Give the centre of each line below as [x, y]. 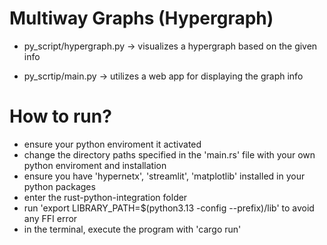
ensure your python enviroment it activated [112, 144]
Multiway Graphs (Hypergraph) [141, 18]
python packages [59, 186]
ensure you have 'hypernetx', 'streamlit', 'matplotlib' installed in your [164, 176]
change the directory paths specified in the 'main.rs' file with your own [169, 154]
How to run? [60, 116]
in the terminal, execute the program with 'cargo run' [132, 229]
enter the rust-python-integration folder [105, 197]
